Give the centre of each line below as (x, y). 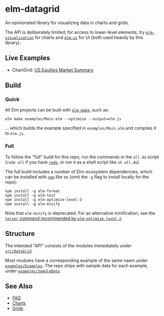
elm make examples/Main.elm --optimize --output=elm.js (63, 119)
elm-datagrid (32, 9)
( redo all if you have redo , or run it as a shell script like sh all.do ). (73, 162)
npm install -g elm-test (30, 195)
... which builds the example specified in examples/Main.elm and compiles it (81, 128)
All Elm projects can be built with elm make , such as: (57, 110)
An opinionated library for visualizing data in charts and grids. (67, 23)
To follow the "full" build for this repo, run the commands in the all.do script (82, 157)
